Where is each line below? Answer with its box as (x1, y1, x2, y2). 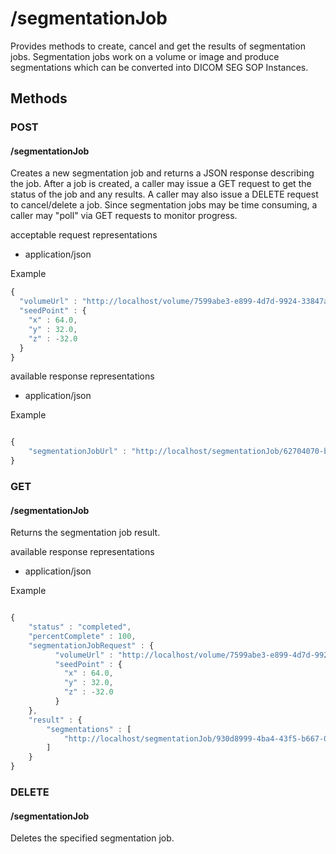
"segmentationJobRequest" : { (28, 640, 155, 651)
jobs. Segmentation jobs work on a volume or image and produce (10, 50, 280, 62)
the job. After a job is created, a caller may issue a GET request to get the (10, 178, 312, 190)
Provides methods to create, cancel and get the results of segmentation (10, 40, 306, 52)
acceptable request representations (10, 229, 158, 241)
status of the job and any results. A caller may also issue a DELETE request (10, 188, 319, 201)
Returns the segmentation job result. (10, 527, 161, 539)
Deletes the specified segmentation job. (10, 832, 175, 844)
